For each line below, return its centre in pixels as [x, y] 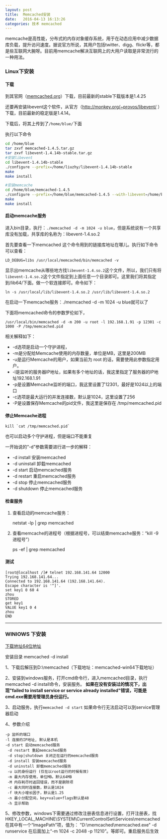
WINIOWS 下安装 [26, 634]
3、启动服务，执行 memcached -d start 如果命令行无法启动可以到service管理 [83, 707]
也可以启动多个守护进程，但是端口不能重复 [49, 436]
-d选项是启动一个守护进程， [41, 347]
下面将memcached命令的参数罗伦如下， [46, 312]
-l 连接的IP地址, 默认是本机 [32, 740]
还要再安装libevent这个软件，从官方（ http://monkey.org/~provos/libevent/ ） [83, 107]
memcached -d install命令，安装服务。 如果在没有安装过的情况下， [74, 684]
